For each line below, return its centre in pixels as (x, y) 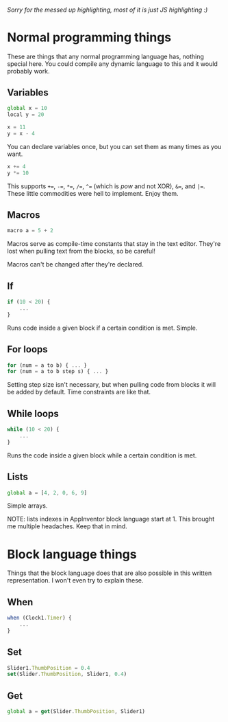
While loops (33, 413)
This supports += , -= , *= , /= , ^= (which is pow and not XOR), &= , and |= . (106, 186)
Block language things (72, 554)
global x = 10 (27, 109)
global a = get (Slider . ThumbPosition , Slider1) (76, 712)
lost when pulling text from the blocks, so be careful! (81, 251)
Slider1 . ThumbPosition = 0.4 (49, 668)
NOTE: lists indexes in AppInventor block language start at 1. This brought (111, 519)
